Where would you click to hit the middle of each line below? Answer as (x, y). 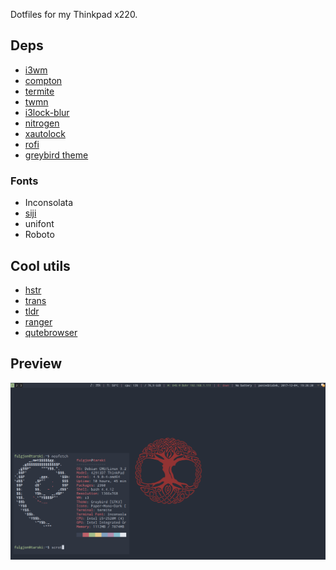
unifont (39, 224)
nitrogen (42, 123)
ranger (38, 321)
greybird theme (56, 155)
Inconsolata (49, 203)
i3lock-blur (47, 112)
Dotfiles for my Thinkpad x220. (74, 14)
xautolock (45, 133)
